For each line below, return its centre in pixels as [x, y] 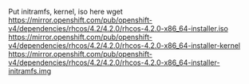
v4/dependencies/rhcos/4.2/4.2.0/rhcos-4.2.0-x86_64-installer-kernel [125, 46]
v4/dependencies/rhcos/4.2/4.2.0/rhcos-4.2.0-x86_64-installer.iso [119, 28]
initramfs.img [30, 71]
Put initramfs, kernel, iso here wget [66, 12]
